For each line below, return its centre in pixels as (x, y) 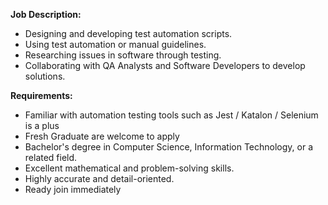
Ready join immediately (73, 189)
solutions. (45, 76)
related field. (51, 157)
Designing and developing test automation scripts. (128, 33)
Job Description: (46, 14)
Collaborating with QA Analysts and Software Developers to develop (165, 65)
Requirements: (41, 95)
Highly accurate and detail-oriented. (99, 178)
